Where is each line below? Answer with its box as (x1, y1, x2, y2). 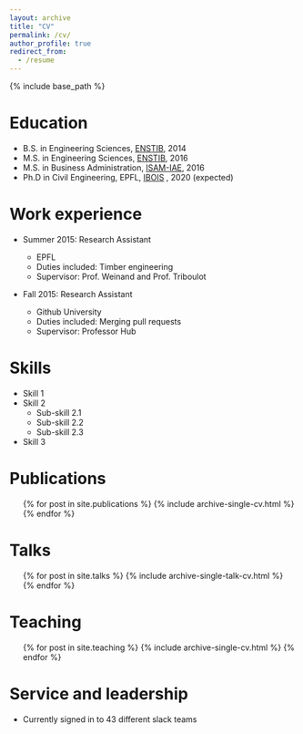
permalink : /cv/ (9, 30, 71, 39)
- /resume (17, 56, 55, 65)
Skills (9, 357, 52, 378)
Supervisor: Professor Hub (35, 326, 136, 336)
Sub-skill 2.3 (35, 426, 84, 438)
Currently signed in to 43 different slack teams (22, 713, 197, 725)
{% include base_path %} (9, 81, 106, 91)
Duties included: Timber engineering (35, 261, 174, 272)
